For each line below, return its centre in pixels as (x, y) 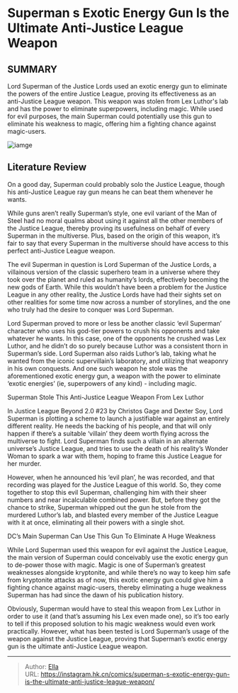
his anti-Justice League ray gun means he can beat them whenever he (110, 192)
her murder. (24, 463)
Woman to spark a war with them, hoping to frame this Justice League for (115, 456)
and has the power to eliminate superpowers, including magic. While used (115, 109)
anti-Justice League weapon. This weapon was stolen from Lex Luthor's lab (118, 101)
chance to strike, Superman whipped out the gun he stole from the (104, 507)
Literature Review (47, 167)
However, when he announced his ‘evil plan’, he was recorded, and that (111, 477)
